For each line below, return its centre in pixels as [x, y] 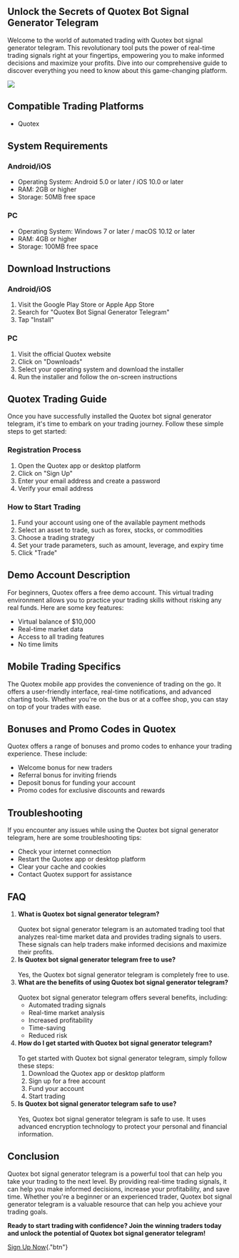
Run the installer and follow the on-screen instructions [97, 376]
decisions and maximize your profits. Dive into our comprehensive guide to [117, 63]
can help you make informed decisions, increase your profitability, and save [118, 1189]
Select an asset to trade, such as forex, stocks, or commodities [110, 530]
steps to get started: [37, 431]
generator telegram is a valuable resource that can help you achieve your [115, 1204]
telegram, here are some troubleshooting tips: [75, 838]
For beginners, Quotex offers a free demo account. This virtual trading [111, 592]
